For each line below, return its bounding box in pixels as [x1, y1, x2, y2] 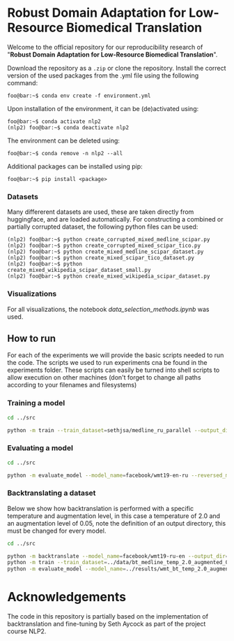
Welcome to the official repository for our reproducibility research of [7, 43, 203, 51]
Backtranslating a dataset [7, 488, 96, 498]
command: [7, 78, 38, 87]
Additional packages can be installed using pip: [7, 162, 143, 171]
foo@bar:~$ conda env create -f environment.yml [7, 92, 151, 99]
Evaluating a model [7, 443, 73, 453]
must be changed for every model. [7, 526, 107, 535]
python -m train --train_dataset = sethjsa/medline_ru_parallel [7, 426, 192, 434]
